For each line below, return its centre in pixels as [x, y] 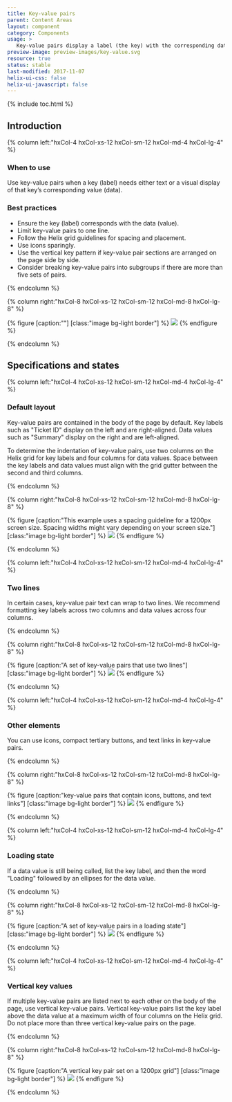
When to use [29, 167]
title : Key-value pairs [41, 13]
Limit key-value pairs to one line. [64, 230]
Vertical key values [40, 986]
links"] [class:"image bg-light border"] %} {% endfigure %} [96, 804]
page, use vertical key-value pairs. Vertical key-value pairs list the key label [114, 1008]
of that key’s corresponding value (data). [65, 190]
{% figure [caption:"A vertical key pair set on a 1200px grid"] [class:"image [113, 1070]
